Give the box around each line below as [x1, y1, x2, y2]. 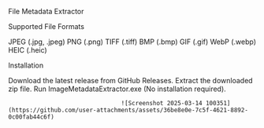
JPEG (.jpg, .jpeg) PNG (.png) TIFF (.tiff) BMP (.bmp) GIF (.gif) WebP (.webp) [8, 37, 257, 46]
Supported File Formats [8, 22, 85, 31]
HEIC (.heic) [8, 46, 47, 54]
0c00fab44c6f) [8, 113, 55, 121]
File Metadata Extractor [8, 7, 84, 16]
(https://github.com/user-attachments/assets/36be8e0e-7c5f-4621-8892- [8, 106, 248, 114]
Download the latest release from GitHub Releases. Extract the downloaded [8, 76, 254, 85]
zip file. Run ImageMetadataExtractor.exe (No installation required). [8, 84, 226, 93]
